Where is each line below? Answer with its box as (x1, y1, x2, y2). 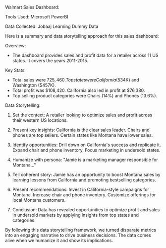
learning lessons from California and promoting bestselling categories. (12, 177, 156, 183)
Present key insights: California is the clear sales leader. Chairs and (12, 127, 150, 133)
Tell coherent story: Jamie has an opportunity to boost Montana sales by (12, 171, 161, 177)
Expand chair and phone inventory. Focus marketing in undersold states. (12, 147, 161, 153)
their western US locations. (12, 117, 68, 123)
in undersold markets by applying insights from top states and (12, 212, 139, 218)
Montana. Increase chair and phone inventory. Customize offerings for (12, 192, 156, 198)
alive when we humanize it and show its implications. (5, 238, 113, 243)
